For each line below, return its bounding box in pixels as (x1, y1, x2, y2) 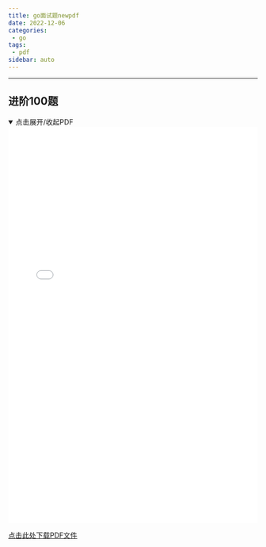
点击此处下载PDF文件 (8, 530, 78, 540)
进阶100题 (8, 94, 59, 108)
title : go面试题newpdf (8, 11, 80, 20)
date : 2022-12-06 (8, 19, 66, 27)
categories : (8, 26, 47, 34)
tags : (8, 41, 26, 49)
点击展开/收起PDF (15, 117, 74, 127)
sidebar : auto (8, 56, 55, 64)
